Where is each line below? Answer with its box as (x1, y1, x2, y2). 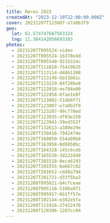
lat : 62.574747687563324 (11, 31, 73, 37)
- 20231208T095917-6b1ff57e (11, 191, 81, 197)
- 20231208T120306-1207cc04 (11, 208, 81, 214)
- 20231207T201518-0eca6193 (11, 158, 81, 164)
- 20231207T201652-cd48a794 (11, 169, 81, 175)
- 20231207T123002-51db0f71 (11, 97, 81, 103)
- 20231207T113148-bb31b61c (11, 75, 81, 81)
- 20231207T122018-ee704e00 (11, 86, 81, 92)
